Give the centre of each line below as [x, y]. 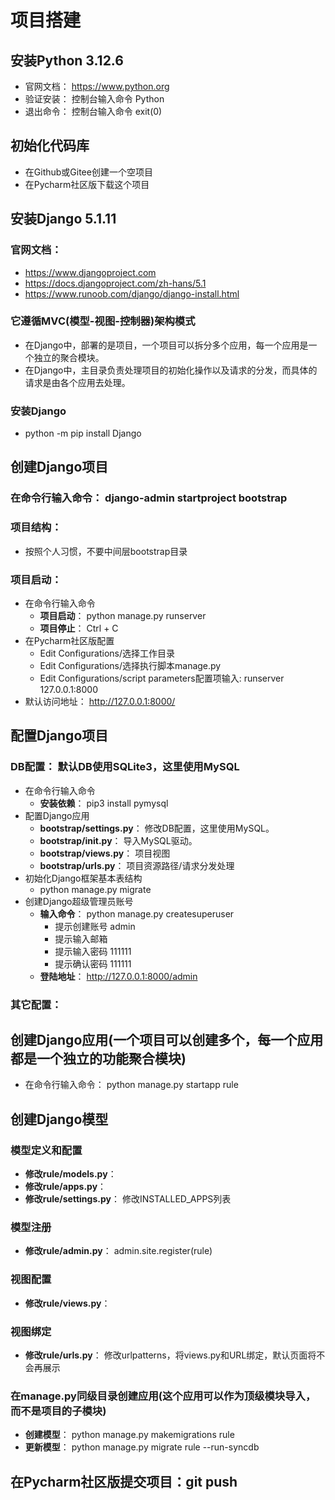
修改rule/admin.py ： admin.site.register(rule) [118, 1251]
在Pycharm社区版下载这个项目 [87, 184]
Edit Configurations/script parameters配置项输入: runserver [162, 678]
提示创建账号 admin [95, 926]
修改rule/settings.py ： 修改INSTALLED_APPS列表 [128, 1199]
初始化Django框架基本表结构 [83, 878]
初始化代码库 [50, 146]
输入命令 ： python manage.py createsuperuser [137, 913]
